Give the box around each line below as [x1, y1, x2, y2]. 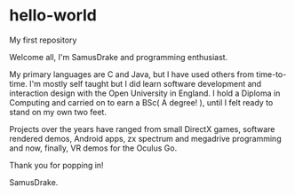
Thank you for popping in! [9, 160, 104, 170]
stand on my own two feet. [9, 106, 107, 117]
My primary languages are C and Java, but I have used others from [9, 68, 255, 80]
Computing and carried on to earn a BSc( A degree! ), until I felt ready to [9, 97, 274, 107]
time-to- [256, 68, 287, 80]
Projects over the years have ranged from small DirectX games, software [9, 123, 275, 134]
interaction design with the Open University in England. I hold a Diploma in [9, 88, 281, 98]
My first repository [9, 35, 77, 45]
